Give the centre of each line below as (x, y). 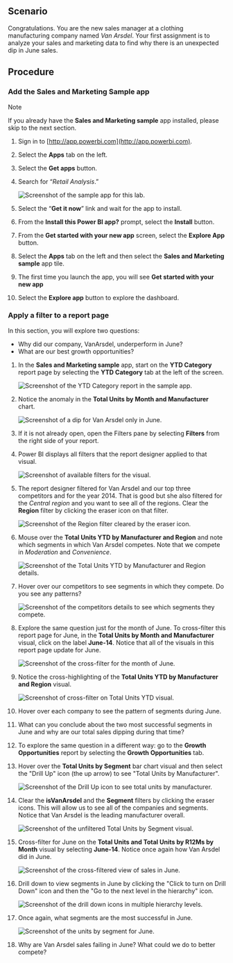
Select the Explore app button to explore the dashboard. (98, 297)
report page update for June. (59, 650)
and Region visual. (45, 684)
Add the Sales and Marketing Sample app (79, 92)
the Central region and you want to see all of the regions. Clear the (113, 503)
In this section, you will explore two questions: (74, 330)
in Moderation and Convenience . (64, 552)
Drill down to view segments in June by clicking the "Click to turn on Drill (122, 883)
